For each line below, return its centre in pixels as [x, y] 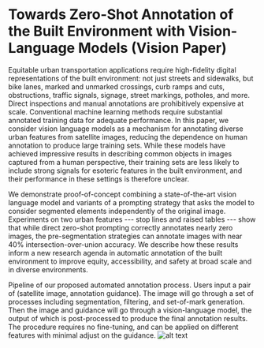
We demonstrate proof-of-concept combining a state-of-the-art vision [123, 194]
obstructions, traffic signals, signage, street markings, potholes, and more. [129, 95]
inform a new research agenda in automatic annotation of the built [115, 253]
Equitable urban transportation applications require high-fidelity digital [122, 69]
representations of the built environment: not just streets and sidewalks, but [131, 78]
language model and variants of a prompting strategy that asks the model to [131, 202]
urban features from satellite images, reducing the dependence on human [128, 137]
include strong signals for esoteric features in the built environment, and [125, 170]
